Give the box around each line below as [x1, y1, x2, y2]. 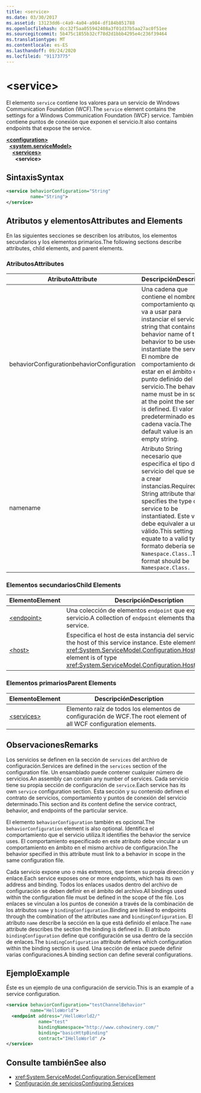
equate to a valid [141, 534, 188, 543]
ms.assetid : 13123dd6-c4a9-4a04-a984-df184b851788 [6, 20, 135, 26]
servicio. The [141, 383, 176, 391]
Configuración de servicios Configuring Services [14, 1080, 134, 1087]
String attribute [141, 489, 184, 498]
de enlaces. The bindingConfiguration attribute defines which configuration [6, 938, 192, 945]
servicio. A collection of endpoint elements [66, 614, 184, 622]
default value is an [141, 428, 193, 436]
